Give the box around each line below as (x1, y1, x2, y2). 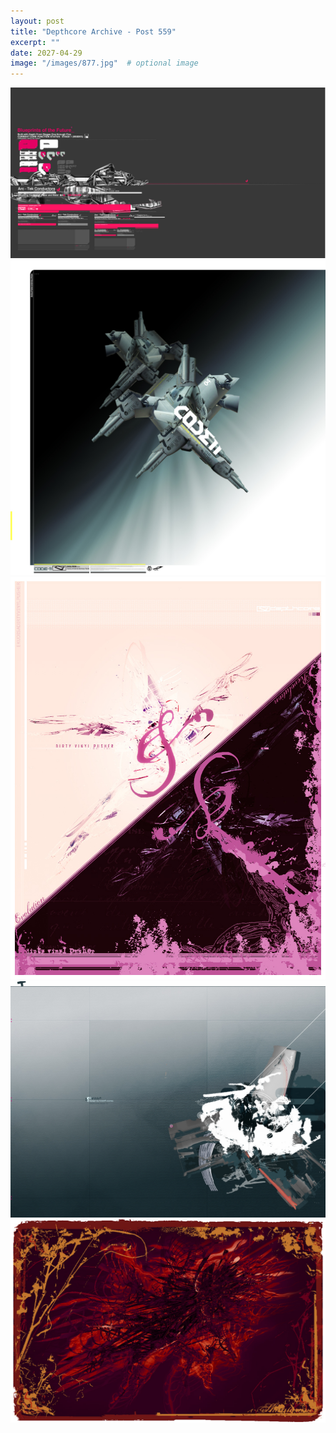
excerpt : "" (10, 37, 60, 47)
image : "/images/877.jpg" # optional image (10, 58, 199, 69)
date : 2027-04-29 (10, 48, 83, 58)
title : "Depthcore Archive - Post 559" (10, 26, 177, 37)
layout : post (10, 16, 65, 26)
